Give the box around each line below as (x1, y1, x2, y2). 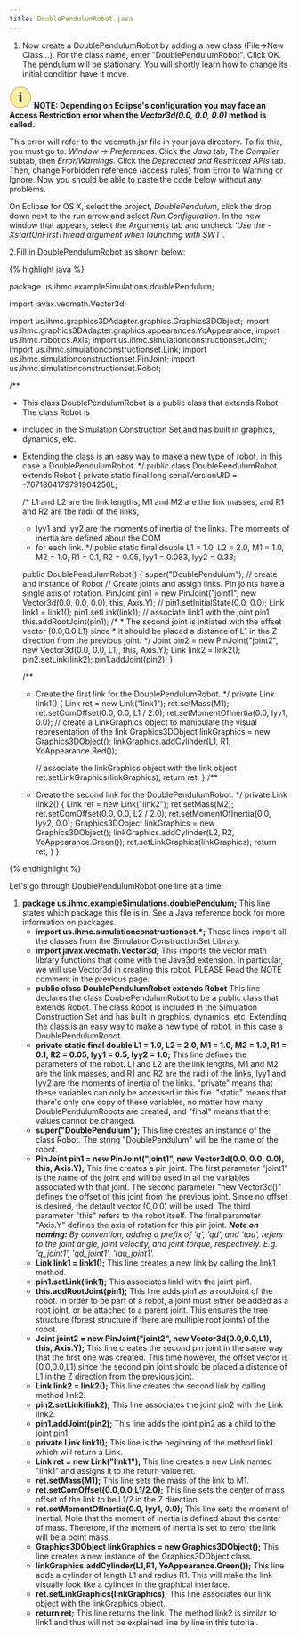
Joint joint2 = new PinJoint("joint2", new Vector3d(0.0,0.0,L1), (35, 1332, 272, 1344)
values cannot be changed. (35, 1115, 136, 1126)
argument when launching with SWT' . (86, 229, 225, 240)
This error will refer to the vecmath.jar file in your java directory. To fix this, (9, 136, 283, 147)
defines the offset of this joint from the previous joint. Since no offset (35, 1191, 288, 1201)
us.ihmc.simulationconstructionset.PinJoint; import (9, 353, 196, 364)
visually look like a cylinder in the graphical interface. (35, 1579, 230, 1590)
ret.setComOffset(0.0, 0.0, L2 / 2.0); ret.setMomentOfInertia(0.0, (35, 808, 271, 818)
